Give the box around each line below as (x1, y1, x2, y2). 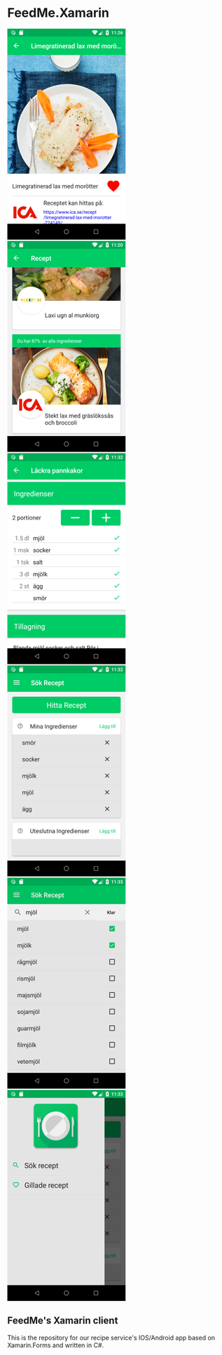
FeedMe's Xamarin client (7, 1315, 118, 1327)
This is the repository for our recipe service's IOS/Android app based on (7, 1333, 216, 1342)
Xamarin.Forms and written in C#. (7, 1341, 104, 1349)
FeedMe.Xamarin (7, 5, 110, 21)
